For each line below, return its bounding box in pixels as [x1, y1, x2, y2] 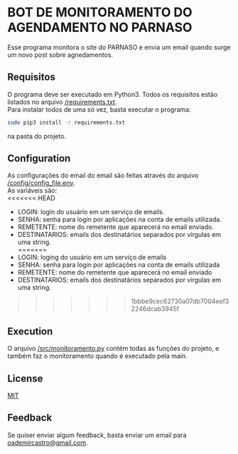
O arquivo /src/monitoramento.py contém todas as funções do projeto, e [7, 344, 220, 353]
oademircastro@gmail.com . [7, 438, 88, 447]
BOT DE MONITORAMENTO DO [7, 4, 193, 21]
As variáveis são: [7, 186, 58, 195]
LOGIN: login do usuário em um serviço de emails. [17, 208, 165, 216]
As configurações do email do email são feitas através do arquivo [7, 171, 199, 180]
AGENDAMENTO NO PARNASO [7, 19, 193, 36]
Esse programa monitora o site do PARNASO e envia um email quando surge [7, 43, 231, 51]
